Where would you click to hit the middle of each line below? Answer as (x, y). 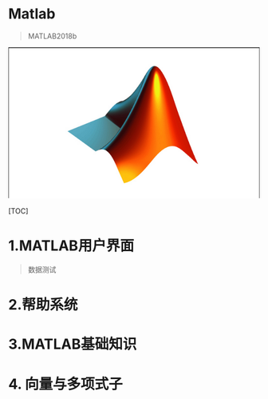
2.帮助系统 (43, 305)
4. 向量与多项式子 (66, 384)
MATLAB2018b (52, 36)
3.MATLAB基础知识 (73, 344)
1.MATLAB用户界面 (71, 246)
